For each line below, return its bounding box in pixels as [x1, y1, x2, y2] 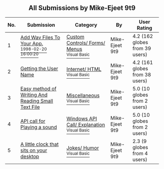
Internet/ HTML [66, 65, 102, 72]
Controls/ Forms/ [66, 39, 105, 46]
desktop [20, 153, 40, 160]
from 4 [132, 150, 148, 157]
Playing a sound [20, 124, 57, 130]
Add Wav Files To [20, 34, 61, 41]
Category [75, 21, 98, 28]
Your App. [20, 40, 43, 47]
